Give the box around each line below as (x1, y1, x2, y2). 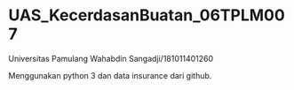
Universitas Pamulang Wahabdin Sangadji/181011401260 (8, 53, 214, 64)
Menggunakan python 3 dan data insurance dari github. (8, 70, 212, 80)
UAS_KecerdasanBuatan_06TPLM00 (8, 5, 285, 26)
